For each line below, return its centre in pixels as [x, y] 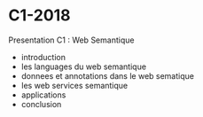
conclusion [41, 104]
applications [43, 95]
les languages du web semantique [84, 66]
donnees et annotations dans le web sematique [107, 75]
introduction [43, 57]
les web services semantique [74, 85]
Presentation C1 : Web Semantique [71, 40]
